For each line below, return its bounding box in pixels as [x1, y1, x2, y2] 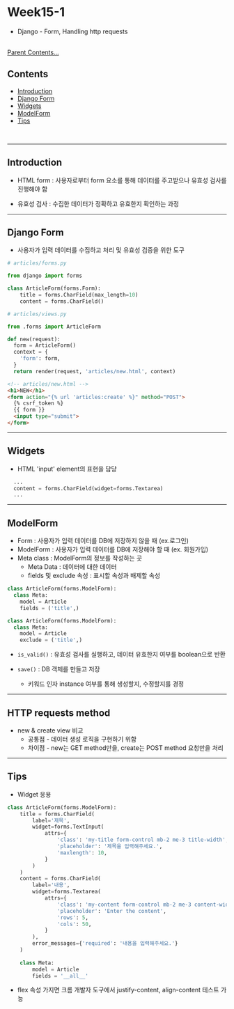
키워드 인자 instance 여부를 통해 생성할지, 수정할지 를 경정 [27, 680, 185, 688]
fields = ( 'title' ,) [19, 604, 79, 611]
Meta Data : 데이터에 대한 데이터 [27, 563, 117, 571]
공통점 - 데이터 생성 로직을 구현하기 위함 [27, 735, 137, 743]
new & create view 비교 [17, 726, 84, 735]
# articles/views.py [7, 311, 68, 318]
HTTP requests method [7, 707, 111, 719]
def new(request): [7, 336, 61, 343]
